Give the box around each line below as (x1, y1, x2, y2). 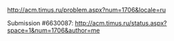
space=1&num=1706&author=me (7, 27, 100, 34)
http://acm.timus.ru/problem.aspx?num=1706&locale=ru (7, 6, 166, 14)
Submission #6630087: (7, 19, 74, 27)
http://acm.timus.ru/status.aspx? (75, 19, 167, 27)
